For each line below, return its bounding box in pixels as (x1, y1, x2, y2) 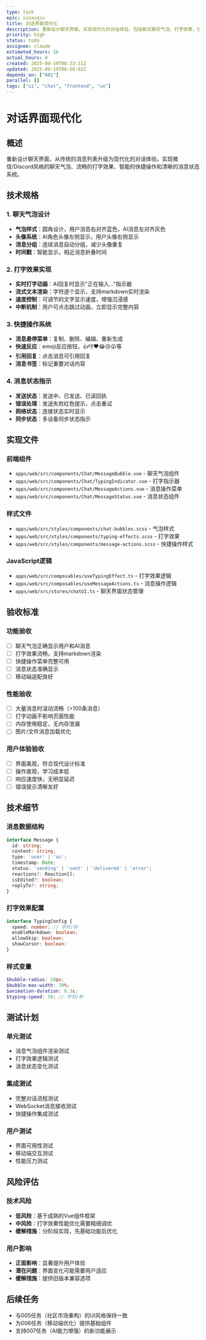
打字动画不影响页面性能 (15, 712, 75, 720)
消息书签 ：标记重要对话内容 (15, 360, 86, 368)
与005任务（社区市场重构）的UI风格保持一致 (15, 1311, 128, 1319)
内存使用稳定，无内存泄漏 (15, 720, 80, 728)
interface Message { (6, 837, 59, 843)
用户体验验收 (6, 745, 45, 753)
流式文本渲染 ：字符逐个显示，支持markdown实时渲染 (15, 288, 150, 295)
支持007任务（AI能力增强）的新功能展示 (15, 1327, 116, 1334)
